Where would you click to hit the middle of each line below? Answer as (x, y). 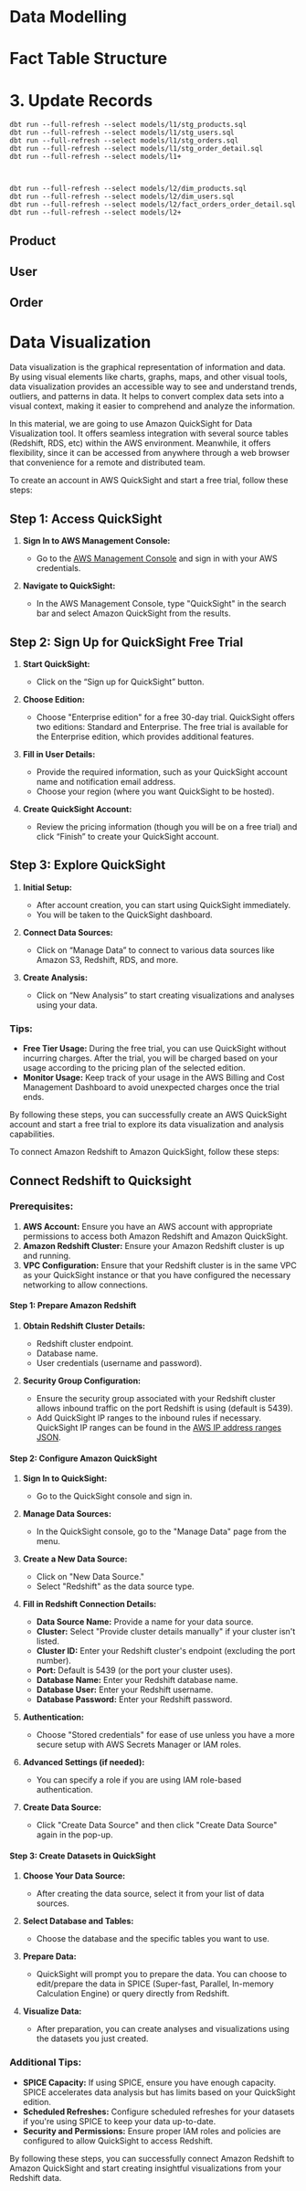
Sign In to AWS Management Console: (96, 541)
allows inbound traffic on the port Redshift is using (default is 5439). (165, 1408)
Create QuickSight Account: (77, 810)
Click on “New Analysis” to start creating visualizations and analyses (165, 995)
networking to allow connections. (85, 1285)
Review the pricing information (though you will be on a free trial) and (167, 827)
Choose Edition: (53, 700)
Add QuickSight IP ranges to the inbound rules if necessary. (149, 1418)
